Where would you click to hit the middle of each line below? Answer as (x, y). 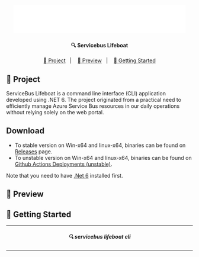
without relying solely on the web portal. (55, 113)
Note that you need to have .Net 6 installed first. (65, 175)
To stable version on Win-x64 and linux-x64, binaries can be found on (100, 145)
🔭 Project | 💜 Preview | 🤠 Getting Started (99, 60)
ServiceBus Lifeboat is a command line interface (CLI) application (86, 94)
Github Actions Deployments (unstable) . (63, 164)
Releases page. (33, 151)
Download (25, 131)
